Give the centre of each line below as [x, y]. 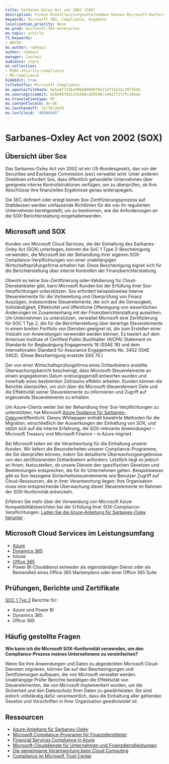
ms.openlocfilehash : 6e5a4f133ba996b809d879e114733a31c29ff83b [73, 89]
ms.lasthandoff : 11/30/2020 [35, 108]
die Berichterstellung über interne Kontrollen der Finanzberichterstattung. [81, 271]
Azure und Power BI [33, 610]
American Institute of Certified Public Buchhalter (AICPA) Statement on [78, 339]
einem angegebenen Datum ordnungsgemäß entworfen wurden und [76, 375]
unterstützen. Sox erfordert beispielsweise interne [91, 291]
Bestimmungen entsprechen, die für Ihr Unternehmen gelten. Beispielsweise [84, 470]
